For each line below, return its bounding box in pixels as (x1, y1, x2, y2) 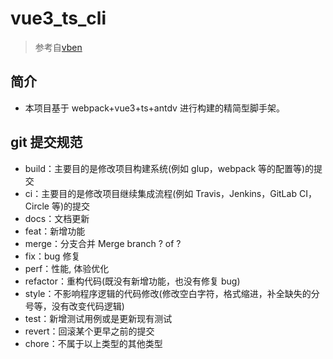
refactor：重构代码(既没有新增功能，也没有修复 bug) (24, 275, 241, 287)
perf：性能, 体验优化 (24, 262, 110, 274)
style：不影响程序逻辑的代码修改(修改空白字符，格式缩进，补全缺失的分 (24, 287, 320, 299)
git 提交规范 (10, 134, 83, 151)
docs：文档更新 (24, 212, 90, 224)
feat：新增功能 (24, 225, 86, 237)
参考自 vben (34, 41, 83, 53)
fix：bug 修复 (24, 250, 81, 262)
